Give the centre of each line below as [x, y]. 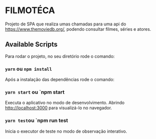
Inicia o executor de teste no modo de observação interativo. [66, 131]
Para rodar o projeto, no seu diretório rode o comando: [60, 56]
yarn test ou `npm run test [37, 120]
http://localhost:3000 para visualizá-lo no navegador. [58, 108]
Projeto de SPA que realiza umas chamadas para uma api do [66, 24]
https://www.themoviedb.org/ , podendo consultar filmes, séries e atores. [78, 29]
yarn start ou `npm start [35, 92]
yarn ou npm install [29, 69]
